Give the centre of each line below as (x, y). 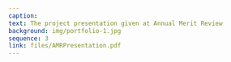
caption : (23, 16)
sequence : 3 (28, 38)
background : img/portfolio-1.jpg (65, 31)
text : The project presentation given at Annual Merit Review (115, 23)
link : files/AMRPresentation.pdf (65, 46)
